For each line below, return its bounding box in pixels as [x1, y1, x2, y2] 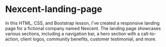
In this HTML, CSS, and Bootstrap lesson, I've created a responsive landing [5, 20, 160, 26]
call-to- [140, 30, 156, 36]
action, [5, 36, 19, 42]
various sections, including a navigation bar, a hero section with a [5, 30, 140, 36]
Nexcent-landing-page [5, 3, 102, 15]
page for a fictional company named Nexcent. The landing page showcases [5, 25, 161, 31]
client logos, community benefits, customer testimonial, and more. [20, 36, 156, 42]
